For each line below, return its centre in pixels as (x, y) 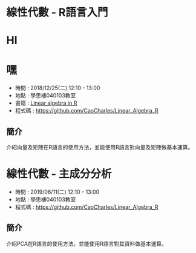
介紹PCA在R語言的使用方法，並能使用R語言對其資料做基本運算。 (87, 243)
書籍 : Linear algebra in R (46, 103)
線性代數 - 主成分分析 (59, 174)
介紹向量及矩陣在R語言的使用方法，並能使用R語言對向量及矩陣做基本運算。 (100, 147)
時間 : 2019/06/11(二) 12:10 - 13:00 (57, 192)
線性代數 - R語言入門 (57, 12)
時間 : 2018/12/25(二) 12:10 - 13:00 (57, 88)
